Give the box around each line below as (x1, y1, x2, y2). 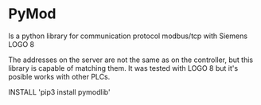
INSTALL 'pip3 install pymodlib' (8, 87, 111, 96)
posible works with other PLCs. (8, 72, 111, 81)
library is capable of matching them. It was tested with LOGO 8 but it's (8, 63, 239, 72)
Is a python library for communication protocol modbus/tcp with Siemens (8, 31, 248, 41)
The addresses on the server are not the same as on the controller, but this (8, 55, 253, 64)
